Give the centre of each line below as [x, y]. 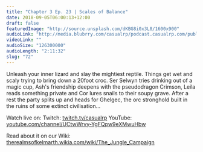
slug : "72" [20, 57]
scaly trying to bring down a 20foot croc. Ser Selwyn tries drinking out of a [99, 80]
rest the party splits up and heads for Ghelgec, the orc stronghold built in [97, 100]
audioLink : [20, 34]
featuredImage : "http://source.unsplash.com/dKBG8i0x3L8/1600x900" [93, 29]
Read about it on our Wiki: [38, 136]
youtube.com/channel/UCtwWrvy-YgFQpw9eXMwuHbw [76, 124]
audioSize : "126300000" [36, 46]
